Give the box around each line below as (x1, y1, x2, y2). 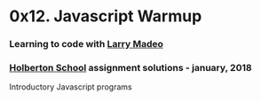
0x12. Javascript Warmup (9, 6, 202, 27)
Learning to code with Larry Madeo (9, 38, 164, 50)
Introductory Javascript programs (9, 82, 132, 92)
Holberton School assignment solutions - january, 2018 (9, 62, 252, 74)
